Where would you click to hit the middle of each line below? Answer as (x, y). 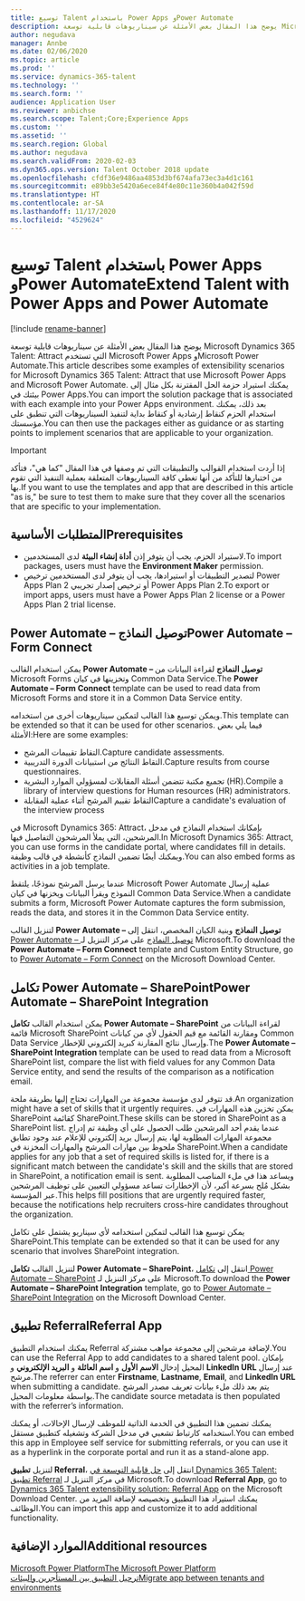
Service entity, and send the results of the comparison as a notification (142, 1071)
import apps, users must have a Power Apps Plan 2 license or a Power (154, 595)
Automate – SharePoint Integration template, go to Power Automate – (141, 1288)
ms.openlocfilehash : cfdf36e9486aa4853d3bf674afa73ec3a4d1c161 (132, 178)
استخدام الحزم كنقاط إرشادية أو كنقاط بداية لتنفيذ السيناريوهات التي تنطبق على (143, 413)
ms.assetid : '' (39, 136)
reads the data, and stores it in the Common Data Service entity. (130, 912)
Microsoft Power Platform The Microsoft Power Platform (113, 1567)
